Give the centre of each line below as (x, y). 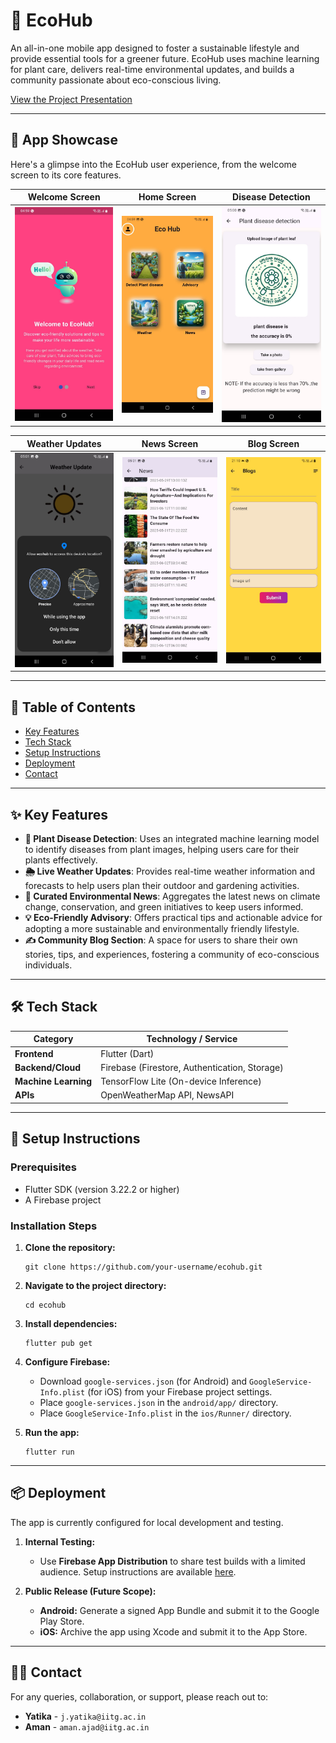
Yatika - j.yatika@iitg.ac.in (85, 1716)
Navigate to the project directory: (95, 1285)
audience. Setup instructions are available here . (138, 1571)
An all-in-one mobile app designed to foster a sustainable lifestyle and (155, 48)
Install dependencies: (71, 1323)
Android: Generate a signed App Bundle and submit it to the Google (179, 1610)
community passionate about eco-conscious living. (116, 80)
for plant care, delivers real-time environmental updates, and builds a (152, 69)
